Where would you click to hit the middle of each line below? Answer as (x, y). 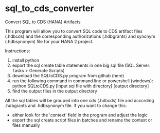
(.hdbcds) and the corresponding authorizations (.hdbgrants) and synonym (80, 36)
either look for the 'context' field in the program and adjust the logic (80, 115)
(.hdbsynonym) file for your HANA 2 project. (49, 41)
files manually (26, 125)
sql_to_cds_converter (49, 8)
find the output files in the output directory (54, 91)
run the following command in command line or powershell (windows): (82, 81)
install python (26, 60)
